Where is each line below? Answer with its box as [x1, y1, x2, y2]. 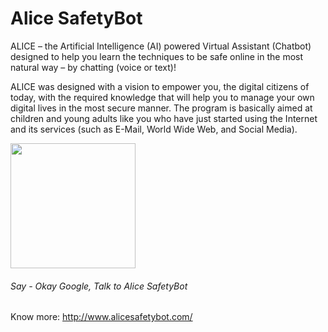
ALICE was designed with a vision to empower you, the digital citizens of [10, 80, 310, 92]
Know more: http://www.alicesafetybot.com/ [10, 311, 193, 323]
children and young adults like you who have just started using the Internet [10, 112, 318, 124]
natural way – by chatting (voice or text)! [10, 61, 177, 73]
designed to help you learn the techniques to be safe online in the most [10, 50, 304, 62]
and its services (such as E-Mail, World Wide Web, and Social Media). [10, 123, 298, 135]
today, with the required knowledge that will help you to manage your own [10, 91, 315, 103]
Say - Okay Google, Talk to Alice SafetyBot [10, 280, 188, 292]
